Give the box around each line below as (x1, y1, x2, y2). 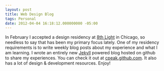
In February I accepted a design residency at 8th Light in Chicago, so (5, 34, 145, 40)
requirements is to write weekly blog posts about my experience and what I (5, 45, 158, 50)
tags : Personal (5, 16, 36, 21)
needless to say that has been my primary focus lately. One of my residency (5, 40, 159, 46)
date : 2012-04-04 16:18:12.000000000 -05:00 (5, 21, 98, 26)
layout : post (5, 7, 32, 12)
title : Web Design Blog (5, 12, 54, 17)
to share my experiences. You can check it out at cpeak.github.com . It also (5, 55, 157, 61)
